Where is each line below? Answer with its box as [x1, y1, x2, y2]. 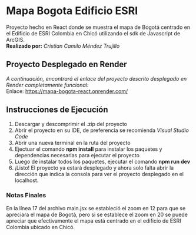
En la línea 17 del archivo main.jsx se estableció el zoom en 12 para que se [6, 204, 186, 211]
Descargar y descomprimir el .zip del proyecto [14, 120, 128, 127]
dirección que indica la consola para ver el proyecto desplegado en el [14, 170, 184, 177]
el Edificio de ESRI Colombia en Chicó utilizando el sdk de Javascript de [6, 29, 181, 37]
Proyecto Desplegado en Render [6, 59, 128, 69]
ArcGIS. [6, 36, 25, 43]
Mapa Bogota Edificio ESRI [6, 4, 138, 18]
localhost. [14, 177, 39, 184]
